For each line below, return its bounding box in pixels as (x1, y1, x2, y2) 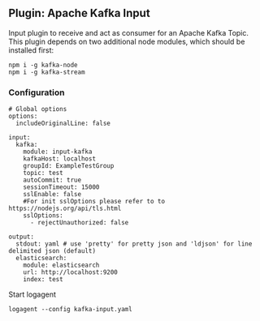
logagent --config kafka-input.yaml (8, 306, 132, 314)
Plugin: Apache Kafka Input (8, 6, 150, 20)
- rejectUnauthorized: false (29, 219, 129, 227)
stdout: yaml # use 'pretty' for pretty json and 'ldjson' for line (15, 240, 253, 248)
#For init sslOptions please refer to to (23, 198, 165, 206)
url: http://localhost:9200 (23, 268, 118, 276)
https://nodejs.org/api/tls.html (8, 204, 122, 213)
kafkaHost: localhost (23, 155, 96, 163)
